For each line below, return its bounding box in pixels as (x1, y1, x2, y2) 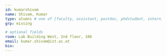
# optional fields (5, 30, 43, 35)
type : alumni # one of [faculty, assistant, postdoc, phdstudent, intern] (5, 16, 164, 21)
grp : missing (5, 21, 32, 26)
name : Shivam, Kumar (5, 12, 48, 17)
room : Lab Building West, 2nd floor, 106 (5, 34, 92, 39)
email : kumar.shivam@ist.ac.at (5, 39, 70, 44)
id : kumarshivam (5, 7, 39, 12)
